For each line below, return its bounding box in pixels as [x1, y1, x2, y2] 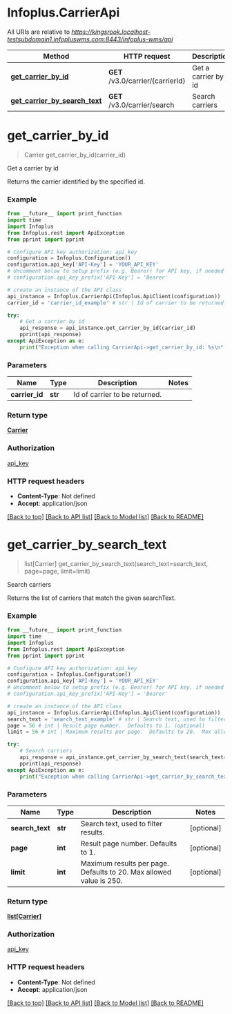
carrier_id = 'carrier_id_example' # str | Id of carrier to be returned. [7, 299, 227, 306]
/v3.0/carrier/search [108, 100, 175, 110]
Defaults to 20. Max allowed [80, 867, 171, 877]
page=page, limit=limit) [23, 567, 91, 575]
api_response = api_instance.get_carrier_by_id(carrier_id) [19, 324, 196, 332]
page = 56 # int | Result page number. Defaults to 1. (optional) [7, 722, 206, 729]
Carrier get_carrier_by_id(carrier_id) [23, 150, 126, 159]
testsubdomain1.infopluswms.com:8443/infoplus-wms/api [7, 35, 173, 43]
